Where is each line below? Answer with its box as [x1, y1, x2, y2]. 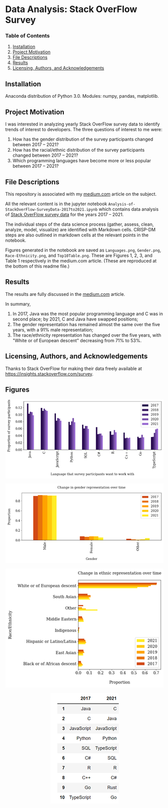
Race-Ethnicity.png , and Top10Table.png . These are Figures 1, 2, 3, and [5, 252, 152, 258]
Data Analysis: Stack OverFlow [5, 4, 137, 15]
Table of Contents [5, 32, 50, 39]
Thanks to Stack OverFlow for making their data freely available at [5, 365, 142, 371]
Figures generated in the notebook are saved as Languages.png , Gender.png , [5, 247, 161, 253]
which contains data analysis [99, 206, 159, 212]
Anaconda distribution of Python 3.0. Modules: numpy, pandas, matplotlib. [5, 93, 159, 99]
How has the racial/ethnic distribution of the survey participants [12, 147, 145, 153]
